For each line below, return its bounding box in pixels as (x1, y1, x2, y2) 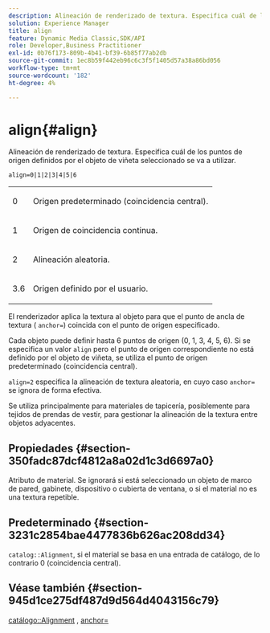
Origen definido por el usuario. (33, 283, 149, 294)
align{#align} (8, 120, 98, 139)
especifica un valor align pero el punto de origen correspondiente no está (8, 345, 255, 354)
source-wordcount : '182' (8, 71, 92, 80)
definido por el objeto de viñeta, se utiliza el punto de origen (8, 353, 207, 362)
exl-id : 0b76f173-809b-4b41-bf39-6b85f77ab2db (8, 49, 167, 57)
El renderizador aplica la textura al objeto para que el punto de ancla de (8, 312, 245, 321)
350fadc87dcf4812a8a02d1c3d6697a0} (8, 454, 215, 468)
